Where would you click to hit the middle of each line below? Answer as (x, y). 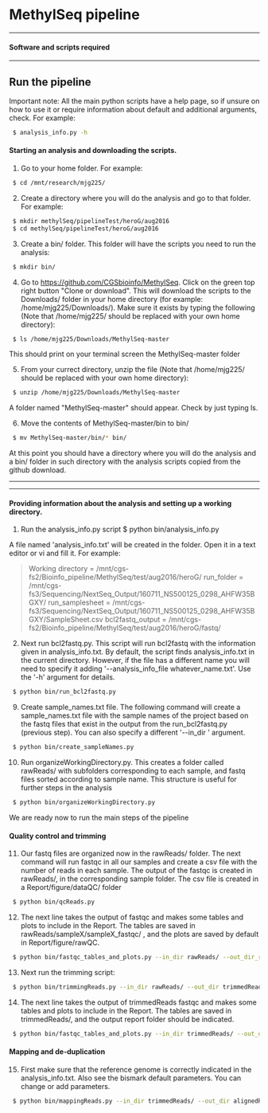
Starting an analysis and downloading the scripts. (93, 151)
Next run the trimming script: (68, 972)
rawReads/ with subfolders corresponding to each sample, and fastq (133, 771)
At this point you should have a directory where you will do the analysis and (133, 453)
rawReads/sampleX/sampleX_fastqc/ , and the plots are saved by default (140, 935)
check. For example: (43, 118)
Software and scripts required (60, 47)
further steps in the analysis (66, 788)
